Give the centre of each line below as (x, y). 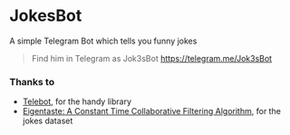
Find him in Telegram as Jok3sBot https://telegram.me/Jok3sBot (152, 58)
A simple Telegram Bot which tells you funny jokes (103, 41)
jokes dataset (48, 121)
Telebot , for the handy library (77, 101)
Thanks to (32, 82)
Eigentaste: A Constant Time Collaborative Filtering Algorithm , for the (151, 111)
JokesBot (46, 16)
